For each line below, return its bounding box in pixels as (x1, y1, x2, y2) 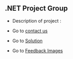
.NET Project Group (5, 4, 68, 13)
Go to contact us (12, 28, 48, 34)
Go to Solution (12, 37, 43, 44)
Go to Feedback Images (12, 47, 63, 53)
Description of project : (12, 17, 62, 24)
